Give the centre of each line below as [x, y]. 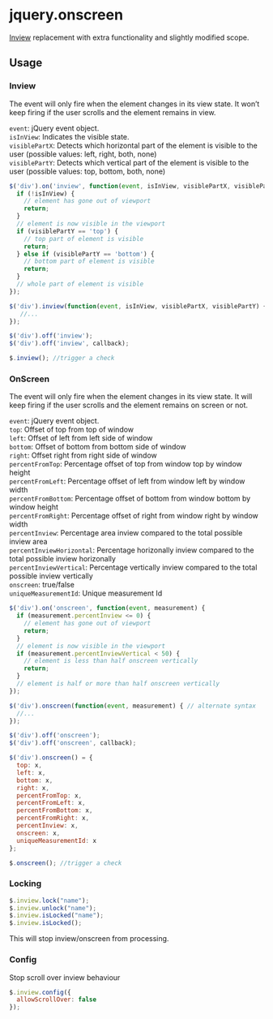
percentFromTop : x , [49, 795]
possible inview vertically [51, 576]
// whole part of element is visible [80, 284]
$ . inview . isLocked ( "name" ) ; [57, 916]
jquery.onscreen [66, 15]
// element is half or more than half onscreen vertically [118, 684]
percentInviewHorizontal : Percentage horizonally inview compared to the [132, 550]
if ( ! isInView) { [46, 193]
